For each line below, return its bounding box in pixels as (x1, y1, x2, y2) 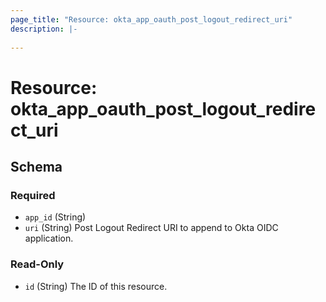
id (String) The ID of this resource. (24, 280, 168, 292)
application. (24, 232, 74, 245)
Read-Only (10, 257, 65, 271)
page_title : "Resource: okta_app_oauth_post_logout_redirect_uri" (10, 14, 293, 25)
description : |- (10, 24, 78, 34)
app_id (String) (24, 211, 87, 223)
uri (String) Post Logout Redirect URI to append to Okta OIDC (24, 222, 279, 234)
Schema (10, 158, 63, 175)
